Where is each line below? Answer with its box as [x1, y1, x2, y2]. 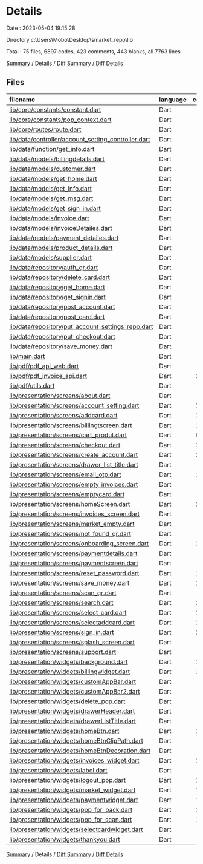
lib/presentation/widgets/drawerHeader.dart [9, 707, 135, 715]
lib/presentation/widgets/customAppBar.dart [9, 677, 137, 686]
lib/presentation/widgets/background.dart [9, 657, 128, 666]
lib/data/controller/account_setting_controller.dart [9, 135, 150, 143]
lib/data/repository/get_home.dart [9, 283, 105, 291]
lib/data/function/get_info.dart [9, 144, 95, 153]
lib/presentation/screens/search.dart [9, 598, 114, 607]
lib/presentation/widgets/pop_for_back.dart [9, 805, 133, 814]
